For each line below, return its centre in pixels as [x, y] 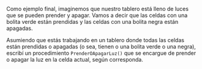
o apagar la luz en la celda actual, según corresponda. [75, 60]
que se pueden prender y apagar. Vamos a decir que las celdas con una [97, 15]
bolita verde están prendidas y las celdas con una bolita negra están [92, 22]
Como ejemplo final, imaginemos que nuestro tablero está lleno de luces [97, 9]
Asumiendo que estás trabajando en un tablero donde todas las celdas [95, 40]
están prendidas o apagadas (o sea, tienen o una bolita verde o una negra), [101, 46]
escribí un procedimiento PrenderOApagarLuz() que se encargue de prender [101, 53]
